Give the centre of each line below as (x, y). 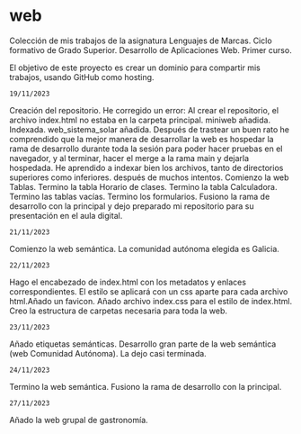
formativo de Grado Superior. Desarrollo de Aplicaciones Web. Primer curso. (150, 50)
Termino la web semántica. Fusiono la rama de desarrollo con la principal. (146, 386)
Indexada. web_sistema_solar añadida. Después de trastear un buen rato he (150, 129)
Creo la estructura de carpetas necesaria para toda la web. (118, 311)
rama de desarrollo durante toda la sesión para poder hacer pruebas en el (146, 149)
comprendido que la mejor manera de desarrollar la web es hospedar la (142, 139)
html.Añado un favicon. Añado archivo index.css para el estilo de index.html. (151, 301)
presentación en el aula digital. (66, 215)
